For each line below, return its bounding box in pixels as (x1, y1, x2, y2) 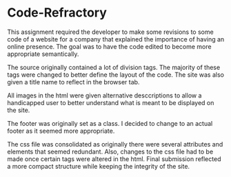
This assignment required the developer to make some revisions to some (7, 28, 214, 36)
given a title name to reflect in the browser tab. (7, 77, 140, 86)
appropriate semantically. (7, 50, 79, 58)
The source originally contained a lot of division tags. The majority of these (7, 63, 221, 71)
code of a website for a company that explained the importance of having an (7, 35, 225, 43)
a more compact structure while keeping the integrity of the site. (7, 162, 190, 170)
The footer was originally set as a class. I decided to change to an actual (7, 119, 213, 127)
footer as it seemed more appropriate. (7, 127, 115, 135)
